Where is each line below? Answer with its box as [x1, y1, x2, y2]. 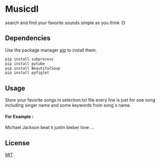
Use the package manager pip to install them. [5, 47, 97, 53]
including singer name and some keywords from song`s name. [5, 102, 131, 108]
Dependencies [5, 34, 51, 42]
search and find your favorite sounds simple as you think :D [5, 20, 126, 26]
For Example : [5, 113, 33, 119]
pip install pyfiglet [5, 70, 50, 75]
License [5, 139, 30, 147]
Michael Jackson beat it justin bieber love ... [5, 125, 94, 130]
